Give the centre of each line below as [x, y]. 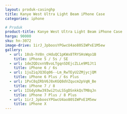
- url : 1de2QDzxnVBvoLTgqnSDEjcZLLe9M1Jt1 [53, 64]
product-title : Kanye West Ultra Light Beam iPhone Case [64, 32]
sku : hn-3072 [18, 41]
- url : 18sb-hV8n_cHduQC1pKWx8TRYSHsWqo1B [53, 54]
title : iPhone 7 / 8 [34, 86]
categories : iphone [25, 18]
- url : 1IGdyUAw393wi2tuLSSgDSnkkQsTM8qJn [53, 90]
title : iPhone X [30, 104]
